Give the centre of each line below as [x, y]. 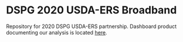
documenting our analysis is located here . [57, 32]
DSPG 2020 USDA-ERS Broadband [91, 10]
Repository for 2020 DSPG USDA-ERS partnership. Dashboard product [91, 26]
